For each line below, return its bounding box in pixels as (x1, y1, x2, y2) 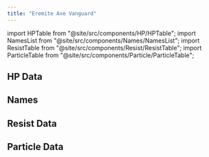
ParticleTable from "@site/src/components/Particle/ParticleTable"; (7, 51, 195, 59)
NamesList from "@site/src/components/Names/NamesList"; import (7, 36, 200, 45)
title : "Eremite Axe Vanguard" (7, 10, 97, 17)
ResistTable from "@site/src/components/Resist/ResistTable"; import (7, 43, 202, 52)
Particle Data (7, 141, 64, 153)
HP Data (7, 71, 43, 83)
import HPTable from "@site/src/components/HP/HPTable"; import (7, 29, 196, 37)
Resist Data (7, 118, 57, 129)
